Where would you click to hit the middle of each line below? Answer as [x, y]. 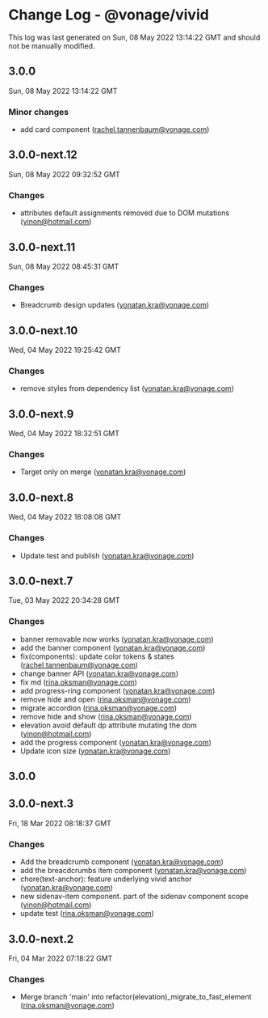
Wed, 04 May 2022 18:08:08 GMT [65, 517]
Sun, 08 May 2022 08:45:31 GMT [64, 266]
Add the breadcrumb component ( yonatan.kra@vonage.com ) [122, 862]
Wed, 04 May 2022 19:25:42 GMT [65, 350]
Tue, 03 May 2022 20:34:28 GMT [64, 600]
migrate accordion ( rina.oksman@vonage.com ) [98, 708]
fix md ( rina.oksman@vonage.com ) [78, 682]
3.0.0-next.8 [41, 497]
